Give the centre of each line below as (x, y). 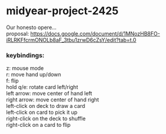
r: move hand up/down (34, 75)
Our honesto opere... (31, 27)
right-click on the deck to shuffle (46, 119)
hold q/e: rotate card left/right (42, 87)
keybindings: (25, 55)
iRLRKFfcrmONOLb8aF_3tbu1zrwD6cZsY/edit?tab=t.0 (71, 40)
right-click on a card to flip (38, 125)
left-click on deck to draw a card (46, 106)
